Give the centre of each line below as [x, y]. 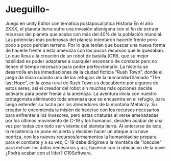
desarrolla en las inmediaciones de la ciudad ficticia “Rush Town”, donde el [84, 72]
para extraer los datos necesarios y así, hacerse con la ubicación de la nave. [86, 147]
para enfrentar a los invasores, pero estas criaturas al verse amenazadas [82, 115]
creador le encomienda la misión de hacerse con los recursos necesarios [82, 110]
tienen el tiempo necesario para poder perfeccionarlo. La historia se [77, 67]
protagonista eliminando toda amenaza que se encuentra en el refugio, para [85, 99]
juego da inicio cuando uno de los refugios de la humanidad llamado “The [83, 77]
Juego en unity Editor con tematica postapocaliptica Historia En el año [79, 23]
